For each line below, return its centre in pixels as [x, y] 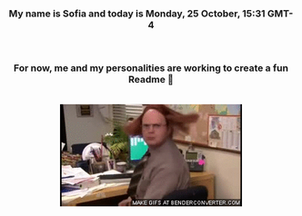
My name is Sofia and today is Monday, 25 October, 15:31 [137, 14]
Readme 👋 [151, 80]
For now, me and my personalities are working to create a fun [151, 68]
